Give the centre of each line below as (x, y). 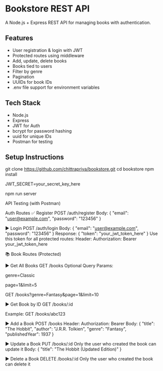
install (11, 175)
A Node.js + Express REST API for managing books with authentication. (78, 22)
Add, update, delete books (40, 61)
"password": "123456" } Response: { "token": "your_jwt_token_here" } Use (81, 234)
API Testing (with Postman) (33, 203)
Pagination (23, 77)
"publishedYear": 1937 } (30, 334)
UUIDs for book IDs (32, 82)
